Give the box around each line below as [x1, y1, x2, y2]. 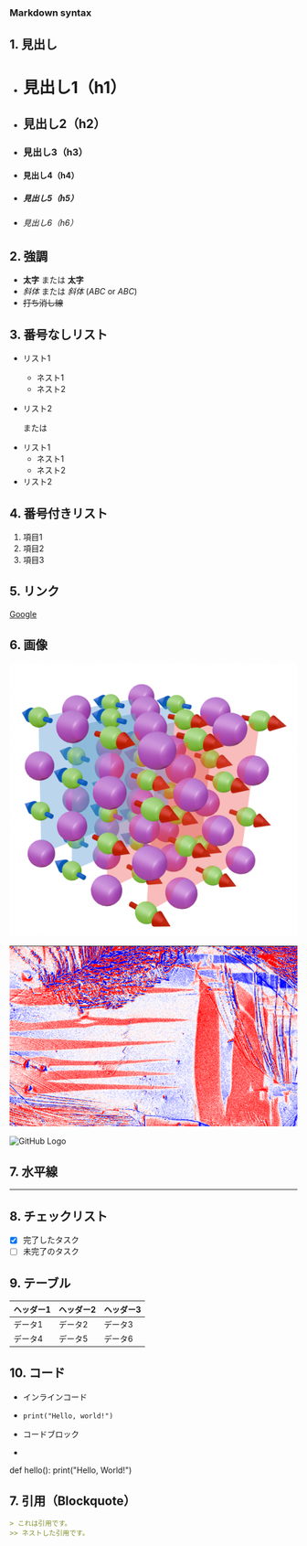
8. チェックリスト [9, 1209, 108, 1224]
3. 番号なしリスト [9, 326, 108, 342]
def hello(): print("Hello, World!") [9, 1465, 132, 1476]
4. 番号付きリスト [9, 506, 108, 521]
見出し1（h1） [22, 77, 127, 98]
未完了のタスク [22, 1246, 79, 1257]
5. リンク [9, 583, 59, 600]
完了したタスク [22, 1234, 79, 1245]
